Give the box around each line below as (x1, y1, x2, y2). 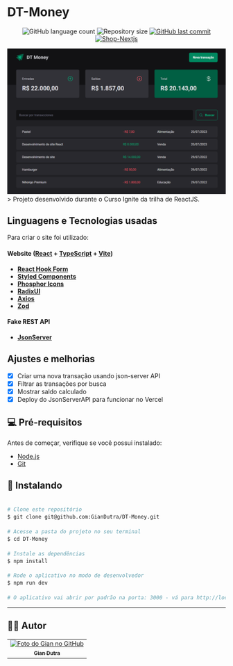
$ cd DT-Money (7, 535, 49, 542)
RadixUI (17, 286, 40, 295)
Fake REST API (7, 318, 51, 326)
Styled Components (17, 272, 76, 280)
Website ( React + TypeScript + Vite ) (7, 250, 113, 258)
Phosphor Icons (17, 279, 64, 288)
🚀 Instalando (7, 480, 62, 492)
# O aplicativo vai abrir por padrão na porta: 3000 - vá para (7, 594, 194, 601)
